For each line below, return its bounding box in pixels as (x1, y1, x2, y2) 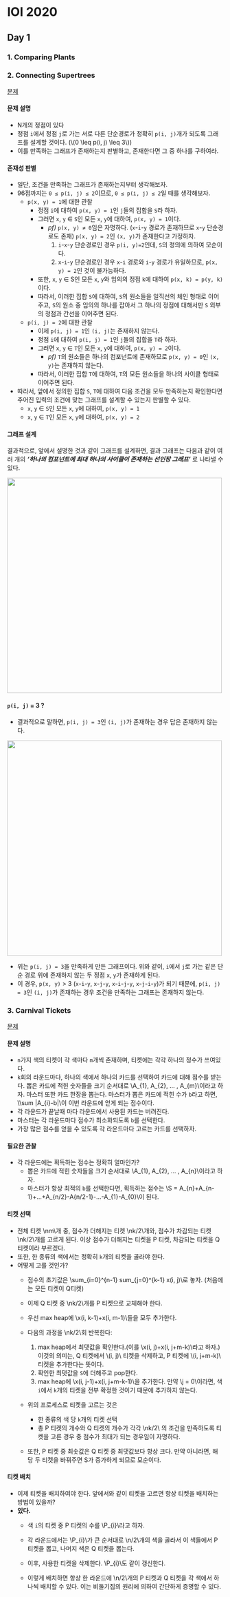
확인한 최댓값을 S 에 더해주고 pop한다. (37, 1368, 139, 1377)
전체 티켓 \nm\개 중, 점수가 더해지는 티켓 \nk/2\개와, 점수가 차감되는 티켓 (16, 1226, 211, 1235)
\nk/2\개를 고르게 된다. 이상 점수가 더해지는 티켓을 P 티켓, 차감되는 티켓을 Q (16, 1235, 220, 1244)
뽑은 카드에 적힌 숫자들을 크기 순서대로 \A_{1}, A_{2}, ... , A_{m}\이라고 (26, 1082, 216, 1090)
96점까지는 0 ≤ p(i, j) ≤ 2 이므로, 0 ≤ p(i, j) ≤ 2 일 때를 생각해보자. (16, 189, 211, 197)
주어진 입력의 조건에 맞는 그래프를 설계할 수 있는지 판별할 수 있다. (16, 395, 191, 404)
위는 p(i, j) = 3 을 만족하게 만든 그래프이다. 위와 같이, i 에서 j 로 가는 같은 (16, 962, 216, 970)
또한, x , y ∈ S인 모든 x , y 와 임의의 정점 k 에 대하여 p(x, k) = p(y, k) (37, 275, 223, 283)
